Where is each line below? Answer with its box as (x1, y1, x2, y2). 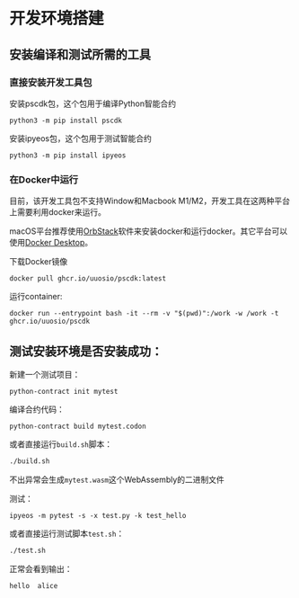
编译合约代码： (9, 404, 65, 415)
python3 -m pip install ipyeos (9, 150, 127, 160)
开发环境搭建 (9, 8, 105, 29)
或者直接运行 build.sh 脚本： (9, 438, 113, 450)
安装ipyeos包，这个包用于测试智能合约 (9, 132, 153, 144)
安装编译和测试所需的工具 (9, 47, 151, 62)
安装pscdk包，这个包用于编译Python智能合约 (9, 98, 177, 109)
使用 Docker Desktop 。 (9, 237, 92, 248)
